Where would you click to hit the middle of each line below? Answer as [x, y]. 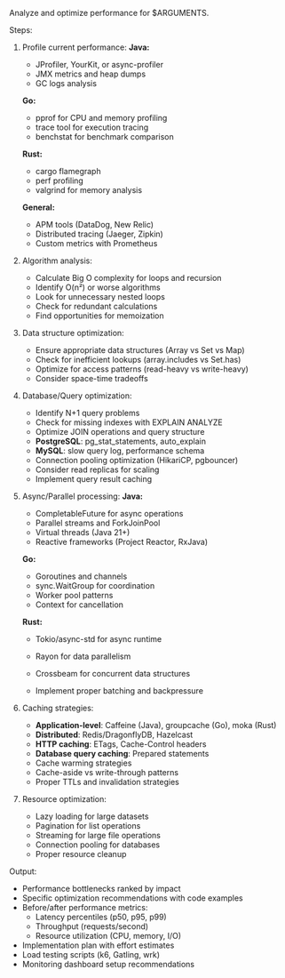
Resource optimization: [64, 799]
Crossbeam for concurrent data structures [113, 673]
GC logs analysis [66, 83]
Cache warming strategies [83, 763]
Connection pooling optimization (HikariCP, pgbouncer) [137, 460]
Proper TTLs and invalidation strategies [107, 782]
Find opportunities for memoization [99, 316]
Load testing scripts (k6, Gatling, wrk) [91, 954]
